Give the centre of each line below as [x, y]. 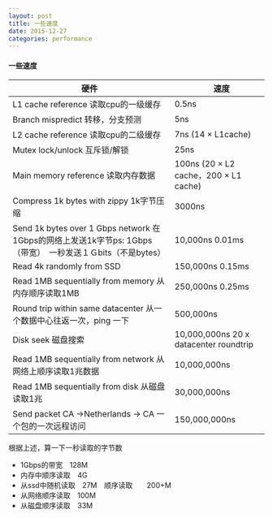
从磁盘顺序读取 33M [56, 506]
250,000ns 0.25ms [212, 287]
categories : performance [50, 39]
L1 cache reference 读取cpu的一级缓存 [87, 105]
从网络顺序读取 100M [58, 495]
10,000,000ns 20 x [212, 335]
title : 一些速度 [33, 24]
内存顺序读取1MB [46, 293]
